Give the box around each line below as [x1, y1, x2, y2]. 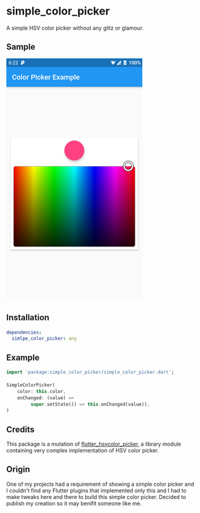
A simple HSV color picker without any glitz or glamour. [6, 24, 144, 31]
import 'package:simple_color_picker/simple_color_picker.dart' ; [6, 369, 174, 376]
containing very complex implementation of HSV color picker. [6, 447, 159, 454]
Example [6, 352, 40, 363]
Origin [6, 465, 30, 475]
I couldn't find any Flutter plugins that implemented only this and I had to [6, 486, 187, 494]
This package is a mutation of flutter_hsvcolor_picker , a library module [6, 440, 181, 448]
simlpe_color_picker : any [11, 336, 77, 342]
